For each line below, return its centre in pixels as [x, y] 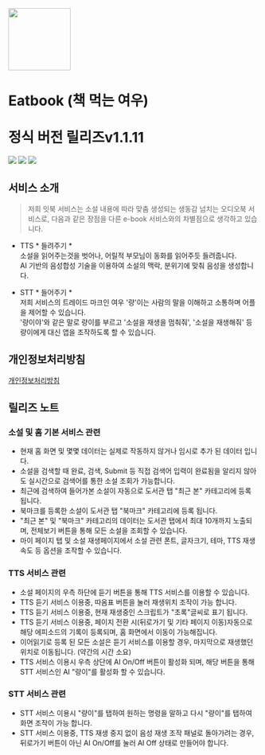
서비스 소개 [34, 188]
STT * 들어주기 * [46, 292]
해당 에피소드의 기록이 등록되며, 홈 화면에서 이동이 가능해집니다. [119, 632]
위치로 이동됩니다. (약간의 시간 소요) [75, 652]
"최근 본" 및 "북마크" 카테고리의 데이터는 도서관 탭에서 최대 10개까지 [125, 521]
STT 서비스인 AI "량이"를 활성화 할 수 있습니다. [92, 671]
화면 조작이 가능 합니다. [56, 722]
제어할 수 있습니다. [57, 312]
